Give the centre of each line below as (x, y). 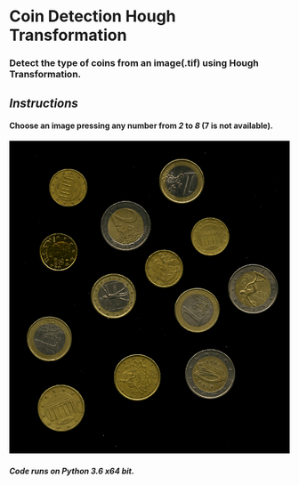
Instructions (44, 103)
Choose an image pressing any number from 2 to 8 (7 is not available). (141, 125)
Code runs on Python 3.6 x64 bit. (72, 471)
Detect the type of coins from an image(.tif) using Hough (134, 63)
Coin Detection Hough (93, 16)
